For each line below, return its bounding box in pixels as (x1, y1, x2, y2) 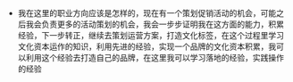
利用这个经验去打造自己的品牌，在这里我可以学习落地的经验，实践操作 (25, 53, 284, 62)
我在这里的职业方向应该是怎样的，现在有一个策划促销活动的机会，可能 (17, 8, 277, 18)
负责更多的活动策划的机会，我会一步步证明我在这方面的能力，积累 (41, 19, 284, 29)
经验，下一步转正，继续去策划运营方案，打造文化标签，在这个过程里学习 (17, 30, 284, 40)
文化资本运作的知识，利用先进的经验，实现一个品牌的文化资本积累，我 (17, 41, 277, 52)
